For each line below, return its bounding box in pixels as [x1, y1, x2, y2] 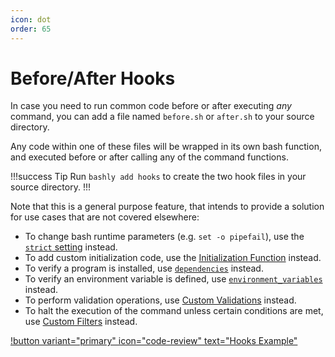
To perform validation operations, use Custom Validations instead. [24, 294, 297, 306]
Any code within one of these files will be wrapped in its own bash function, [10, 141, 322, 153]
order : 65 [10, 24, 52, 34]
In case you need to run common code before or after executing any [10, 100, 292, 112]
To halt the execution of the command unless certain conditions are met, [24, 305, 324, 317]
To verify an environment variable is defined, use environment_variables [24, 273, 323, 285]
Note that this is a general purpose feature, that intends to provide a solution [10, 201, 325, 213]
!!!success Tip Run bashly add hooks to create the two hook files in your [10, 171, 307, 183]
